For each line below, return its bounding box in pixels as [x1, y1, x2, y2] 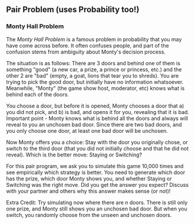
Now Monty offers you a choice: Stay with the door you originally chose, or [6, 138, 189, 146]
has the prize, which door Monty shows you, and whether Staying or [6, 175, 172, 182]
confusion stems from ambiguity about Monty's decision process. [6, 48, 166, 55]
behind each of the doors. [6, 91, 70, 98]
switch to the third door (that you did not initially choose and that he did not [6, 145, 189, 152]
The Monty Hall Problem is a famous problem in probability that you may [6, 35, 182, 43]
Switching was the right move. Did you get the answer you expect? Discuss [6, 181, 189, 188]
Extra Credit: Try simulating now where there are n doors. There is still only [6, 199, 188, 206]
